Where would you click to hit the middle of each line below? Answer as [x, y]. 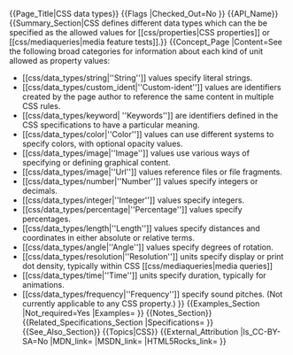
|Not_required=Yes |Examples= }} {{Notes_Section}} [117, 313]
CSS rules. [41, 106]
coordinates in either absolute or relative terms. [108, 238]
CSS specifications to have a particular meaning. [111, 125]
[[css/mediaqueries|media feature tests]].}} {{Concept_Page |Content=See [146, 42]
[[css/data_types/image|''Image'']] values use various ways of [136, 153]
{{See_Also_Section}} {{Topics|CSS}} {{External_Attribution [130, 332]
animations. [43, 285]
